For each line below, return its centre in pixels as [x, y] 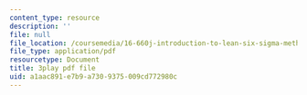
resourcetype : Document [55, 60]
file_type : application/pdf [63, 52]
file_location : [38, 43]
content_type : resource [55, 18]
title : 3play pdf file [53, 69]
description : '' [40, 26]
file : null [30, 34]
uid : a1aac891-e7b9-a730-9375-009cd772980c [94, 77]
